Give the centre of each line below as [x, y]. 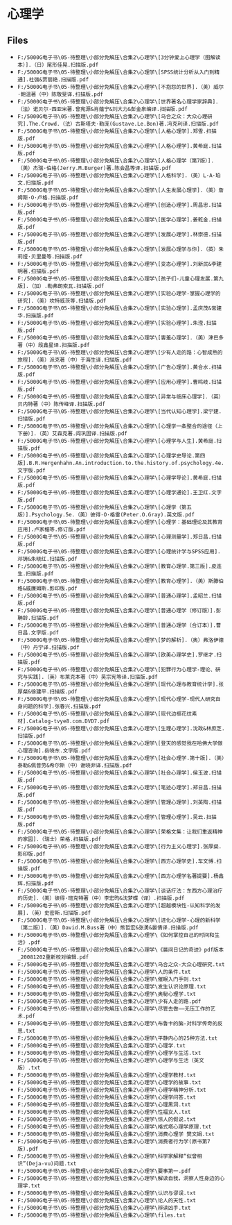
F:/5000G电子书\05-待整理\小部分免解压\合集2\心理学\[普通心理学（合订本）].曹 [119, 625]
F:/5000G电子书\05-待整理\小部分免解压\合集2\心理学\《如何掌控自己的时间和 [116, 935]
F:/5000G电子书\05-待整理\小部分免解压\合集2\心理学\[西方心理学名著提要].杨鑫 [120, 876]
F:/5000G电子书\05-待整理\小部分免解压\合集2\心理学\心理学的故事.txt [109, 1083]
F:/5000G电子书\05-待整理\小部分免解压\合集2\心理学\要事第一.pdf [104, 1171]
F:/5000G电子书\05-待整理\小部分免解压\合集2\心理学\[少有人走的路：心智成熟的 [120, 353]
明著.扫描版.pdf [38, 271]
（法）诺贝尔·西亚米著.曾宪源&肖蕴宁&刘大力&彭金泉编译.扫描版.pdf [102, 109]
